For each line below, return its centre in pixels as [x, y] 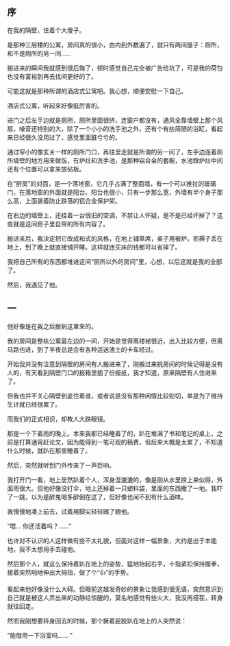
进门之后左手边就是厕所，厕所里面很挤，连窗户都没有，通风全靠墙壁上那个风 [115, 120]
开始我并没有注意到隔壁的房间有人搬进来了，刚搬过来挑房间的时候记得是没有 [115, 364]
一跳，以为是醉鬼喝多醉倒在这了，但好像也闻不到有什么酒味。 [100, 497]
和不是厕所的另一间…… [39, 53]
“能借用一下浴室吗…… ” [40, 635]
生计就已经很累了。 [34, 404]
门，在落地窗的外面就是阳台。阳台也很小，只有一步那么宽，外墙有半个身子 [112, 192]
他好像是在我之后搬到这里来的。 [52, 326]
